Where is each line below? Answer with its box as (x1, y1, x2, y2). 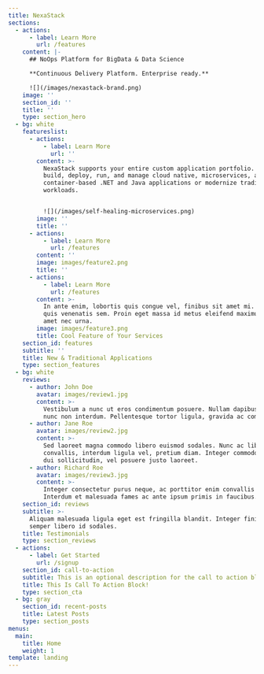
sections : (8, 19, 41, 27)
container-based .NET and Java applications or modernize (42, 179, 237, 187)
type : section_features (22, 361, 101, 369)
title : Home (22, 639, 61, 647)
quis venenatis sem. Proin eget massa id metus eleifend (42, 310, 234, 318)
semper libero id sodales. (28, 522, 118, 530)
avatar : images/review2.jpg (36, 427, 128, 435)
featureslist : (22, 128, 68, 136)
